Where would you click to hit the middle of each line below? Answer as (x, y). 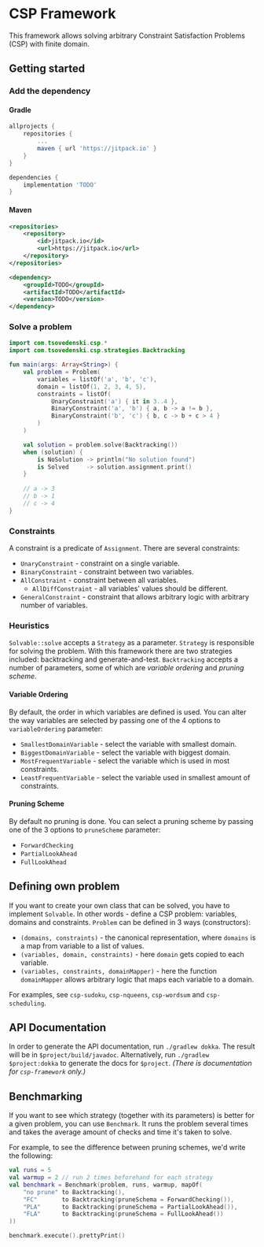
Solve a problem (40, 327)
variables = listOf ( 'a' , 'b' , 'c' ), (97, 379)
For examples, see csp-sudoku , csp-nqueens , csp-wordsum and (107, 994)
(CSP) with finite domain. (49, 43)
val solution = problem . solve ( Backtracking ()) (101, 445)
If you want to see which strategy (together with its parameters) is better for (132, 1115)
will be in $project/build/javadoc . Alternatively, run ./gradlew (109, 1055)
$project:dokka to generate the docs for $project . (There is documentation (130, 1063)
